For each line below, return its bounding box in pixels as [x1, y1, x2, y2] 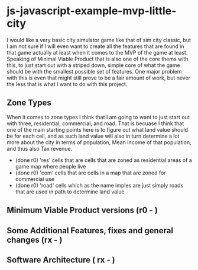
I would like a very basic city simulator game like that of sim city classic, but [7, 36, 191, 43]
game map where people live [15, 163, 86, 170]
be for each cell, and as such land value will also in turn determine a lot [7, 132, 180, 139]
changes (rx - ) [7, 234, 63, 244]
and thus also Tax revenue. [7, 145, 73, 152]
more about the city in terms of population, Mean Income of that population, [7, 138, 191, 146]
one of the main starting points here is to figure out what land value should [7, 126, 189, 133]
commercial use [15, 175, 55, 182]
